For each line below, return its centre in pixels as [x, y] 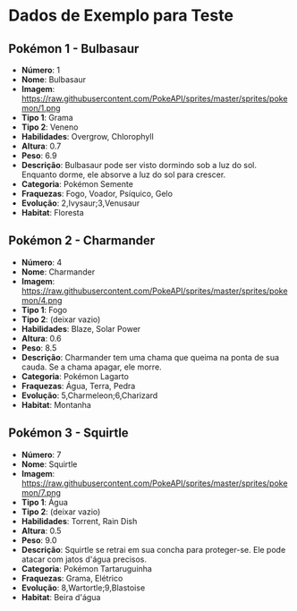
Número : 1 [40, 70]
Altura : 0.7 [41, 146]
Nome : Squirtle [49, 464]
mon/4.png [42, 300]
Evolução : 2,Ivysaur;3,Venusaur [81, 203]
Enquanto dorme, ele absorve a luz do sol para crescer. [123, 174]
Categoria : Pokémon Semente [77, 184]
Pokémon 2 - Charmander [82, 241]
